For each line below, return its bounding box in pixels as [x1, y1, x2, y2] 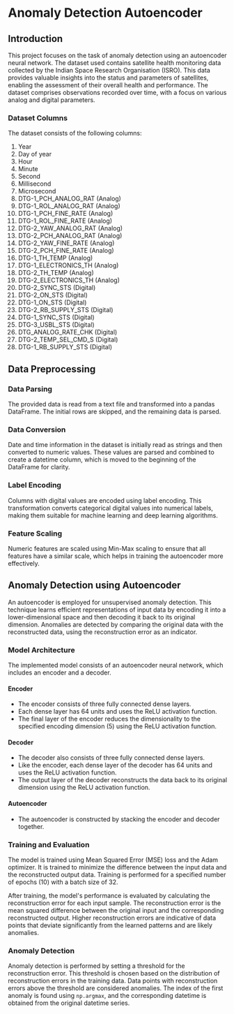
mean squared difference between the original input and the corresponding [8, 906, 224, 914]
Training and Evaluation [8, 839, 90, 849]
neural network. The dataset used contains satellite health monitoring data [8, 59, 221, 67]
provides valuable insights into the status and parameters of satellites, [8, 73, 209, 82]
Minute [17, 165, 38, 173]
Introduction [8, 33, 63, 45]
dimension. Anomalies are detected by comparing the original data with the [8, 620, 224, 629]
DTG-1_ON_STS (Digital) [17, 298, 87, 307]
